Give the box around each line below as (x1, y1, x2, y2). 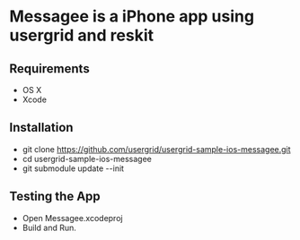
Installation (9, 120, 74, 135)
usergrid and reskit (9, 25, 154, 46)
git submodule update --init (22, 163, 124, 174)
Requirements (9, 61, 90, 76)
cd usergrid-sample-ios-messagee (22, 153, 153, 164)
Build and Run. (22, 222, 76, 233)
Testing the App (9, 189, 101, 204)
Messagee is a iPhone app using (9, 6, 254, 27)
